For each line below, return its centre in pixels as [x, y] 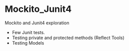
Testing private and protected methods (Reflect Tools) [68, 38]
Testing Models [28, 43]
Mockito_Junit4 [38, 9]
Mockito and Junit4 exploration [37, 23]
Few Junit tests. [28, 32]
